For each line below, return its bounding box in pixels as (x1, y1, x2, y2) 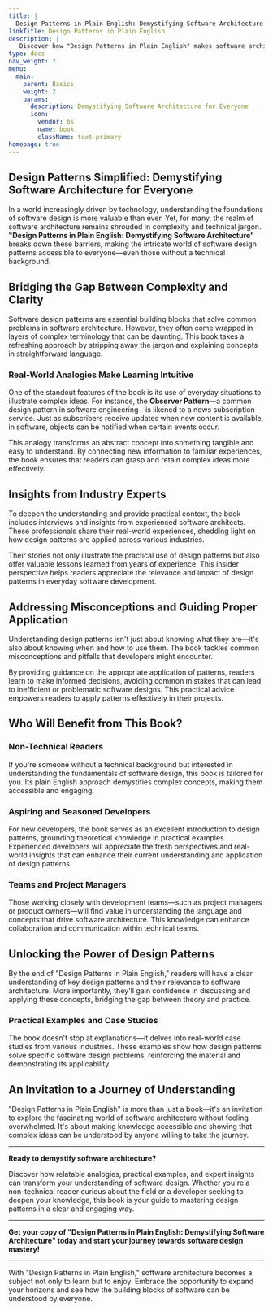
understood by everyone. (8, 1294, 93, 1304)
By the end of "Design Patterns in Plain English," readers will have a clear (8, 969, 253, 979)
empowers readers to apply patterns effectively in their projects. (8, 693, 223, 703)
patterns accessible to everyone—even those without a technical (8, 248, 226, 258)
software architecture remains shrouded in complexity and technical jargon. (8, 222, 262, 232)
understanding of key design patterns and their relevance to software (8, 977, 241, 988)
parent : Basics (23, 80, 75, 88)
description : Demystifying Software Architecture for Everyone (29, 102, 249, 111)
